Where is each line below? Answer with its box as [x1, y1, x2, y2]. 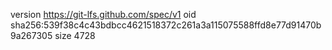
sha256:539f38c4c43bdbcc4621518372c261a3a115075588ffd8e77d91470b [10, 19, 322, 31]
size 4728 [54, 30, 96, 41]
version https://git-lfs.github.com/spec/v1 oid [10, 9, 197, 20]
